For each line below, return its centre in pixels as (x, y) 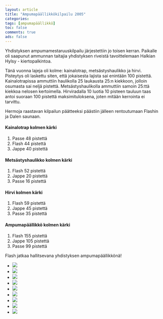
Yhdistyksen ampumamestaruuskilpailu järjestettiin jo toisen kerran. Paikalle (81, 51)
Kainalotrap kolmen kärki (31, 128)
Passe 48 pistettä (30, 138)
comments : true (20, 32)
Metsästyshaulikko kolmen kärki (39, 160)
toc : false (16, 28)
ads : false (16, 37)
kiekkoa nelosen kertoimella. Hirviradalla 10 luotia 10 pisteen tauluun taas (78, 91)
